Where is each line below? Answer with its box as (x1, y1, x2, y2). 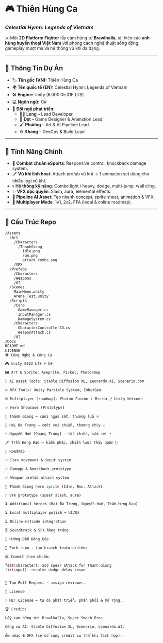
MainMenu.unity (14, 289, 45, 294)
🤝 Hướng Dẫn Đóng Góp (5, 537, 49, 541)
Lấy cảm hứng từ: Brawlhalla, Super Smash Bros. (5, 615, 105, 620)
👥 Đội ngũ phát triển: (12, 106, 55, 112)
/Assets (5, 231, 21, 236)
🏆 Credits (5, 607, 27, 611)
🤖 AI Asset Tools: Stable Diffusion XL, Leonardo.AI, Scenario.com (5, 379, 145, 384)
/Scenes (9, 285, 25, 290)
